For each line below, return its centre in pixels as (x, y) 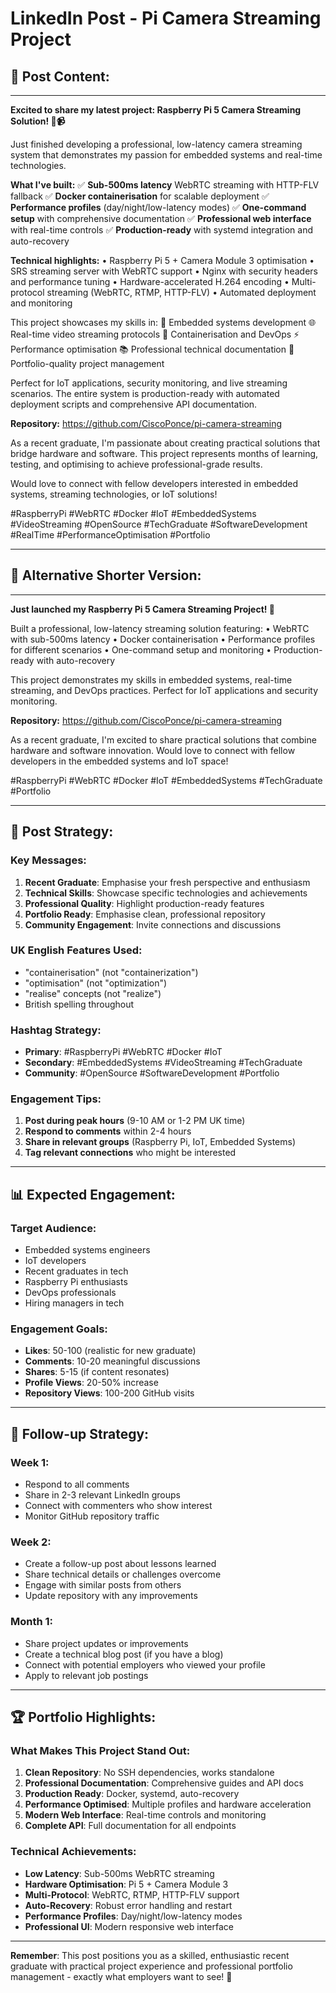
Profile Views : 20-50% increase (91, 1383)
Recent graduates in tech (76, 1271)
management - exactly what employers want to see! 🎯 (121, 1976)
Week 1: (30, 1462)
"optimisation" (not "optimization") (96, 983)
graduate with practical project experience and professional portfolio (151, 1966)
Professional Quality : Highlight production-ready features (144, 903)
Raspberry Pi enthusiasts (76, 1282)
